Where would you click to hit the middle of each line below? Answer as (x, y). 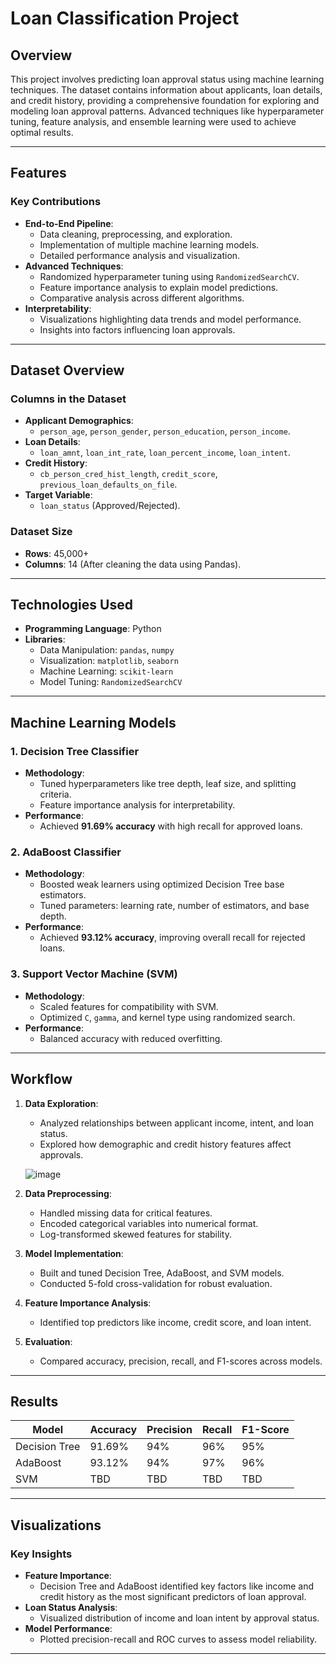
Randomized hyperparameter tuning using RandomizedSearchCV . (169, 276)
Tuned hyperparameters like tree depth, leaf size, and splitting (168, 784)
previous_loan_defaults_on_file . (108, 484)
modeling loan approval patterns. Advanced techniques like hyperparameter (167, 111)
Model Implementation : (74, 1253)
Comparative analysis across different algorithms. (142, 298)
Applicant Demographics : (79, 421)
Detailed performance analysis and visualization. (140, 255)
